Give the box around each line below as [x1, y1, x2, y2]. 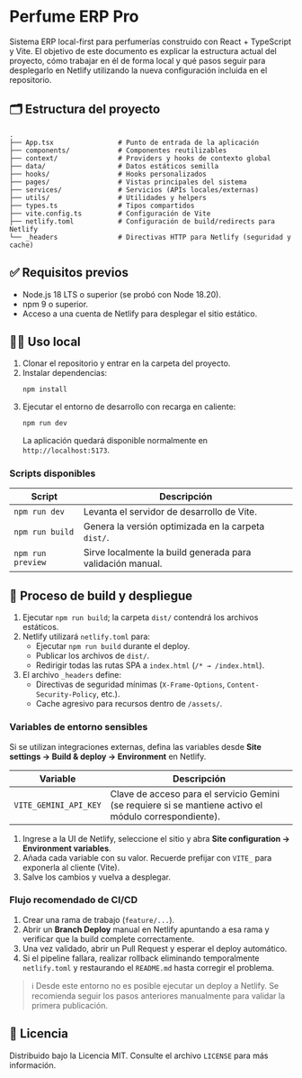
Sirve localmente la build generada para [84, 546, 252, 559]
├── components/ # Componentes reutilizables [9, 146, 227, 155]
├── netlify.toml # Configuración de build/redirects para [9, 216, 276, 226]
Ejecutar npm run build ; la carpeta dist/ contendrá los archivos [22, 612, 259, 623]
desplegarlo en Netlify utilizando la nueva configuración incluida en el [9, 65, 268, 76]
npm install [22, 385, 67, 394]
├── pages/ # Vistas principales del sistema [9, 178, 247, 187]
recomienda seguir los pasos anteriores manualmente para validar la [31, 990, 286, 1001]
